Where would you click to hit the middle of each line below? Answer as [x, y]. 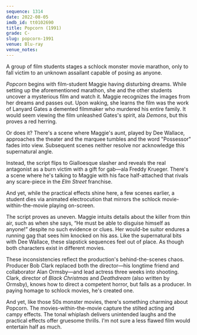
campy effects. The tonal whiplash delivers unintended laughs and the [91, 314]
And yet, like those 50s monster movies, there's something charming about [97, 302]
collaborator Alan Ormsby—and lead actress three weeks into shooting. [93, 272]
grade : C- [18, 33]
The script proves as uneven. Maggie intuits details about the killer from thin [98, 216]
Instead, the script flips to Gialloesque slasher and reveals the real [86, 163]
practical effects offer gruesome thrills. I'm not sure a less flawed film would [98, 320]
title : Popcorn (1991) [34, 28]
